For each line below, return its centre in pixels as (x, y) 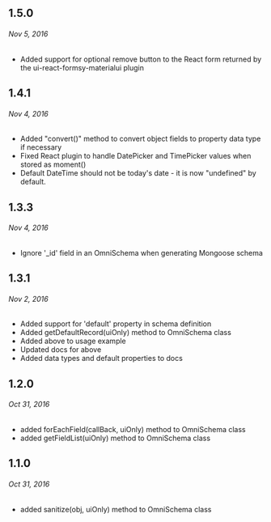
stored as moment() (53, 164)
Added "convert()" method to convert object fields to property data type (140, 139)
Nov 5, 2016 (28, 34)
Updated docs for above (61, 350)
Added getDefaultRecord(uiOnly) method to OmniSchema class (126, 333)
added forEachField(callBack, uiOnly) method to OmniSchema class (133, 429)
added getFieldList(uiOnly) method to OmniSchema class (115, 438)
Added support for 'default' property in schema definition (116, 324)
